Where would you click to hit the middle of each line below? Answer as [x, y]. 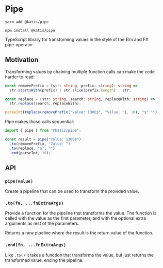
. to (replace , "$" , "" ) [32, 148]
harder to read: [20, 77]
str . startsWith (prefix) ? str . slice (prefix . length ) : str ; [70, 90]
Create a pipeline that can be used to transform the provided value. [72, 191]
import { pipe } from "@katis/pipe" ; [43, 131]
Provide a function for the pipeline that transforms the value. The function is [81, 213]
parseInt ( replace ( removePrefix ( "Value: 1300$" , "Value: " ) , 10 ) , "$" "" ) [81, 112]
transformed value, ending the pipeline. [44, 260]
